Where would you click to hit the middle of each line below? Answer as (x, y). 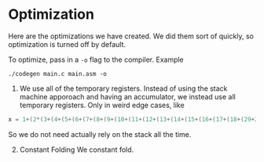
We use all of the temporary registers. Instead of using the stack (123, 88)
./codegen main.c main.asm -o (58, 74)
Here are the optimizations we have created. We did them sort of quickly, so (131, 36)
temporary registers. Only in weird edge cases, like (102, 105)
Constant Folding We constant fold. (77, 149)
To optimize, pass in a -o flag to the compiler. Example (96, 59)
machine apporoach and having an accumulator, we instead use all (127, 96)
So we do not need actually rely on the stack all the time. (100, 134)
